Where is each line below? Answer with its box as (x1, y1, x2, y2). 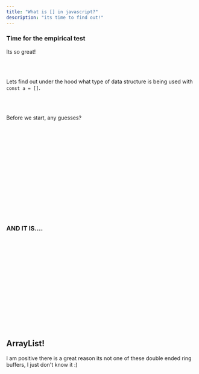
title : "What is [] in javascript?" (6, 8, 98, 15)
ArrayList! (6, 338, 45, 349)
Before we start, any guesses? (6, 114, 82, 121)
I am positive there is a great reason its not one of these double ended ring (6, 354, 192, 362)
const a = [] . (6, 84, 40, 91)
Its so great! (6, 48, 36, 55)
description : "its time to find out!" (6, 14, 104, 21)
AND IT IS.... (6, 224, 43, 232)
